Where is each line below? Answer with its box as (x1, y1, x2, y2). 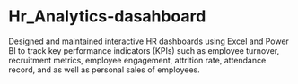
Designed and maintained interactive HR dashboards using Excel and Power (8, 36, 289, 46)
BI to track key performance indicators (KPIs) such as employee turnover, (8, 45, 280, 55)
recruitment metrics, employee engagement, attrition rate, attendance (8, 55, 267, 65)
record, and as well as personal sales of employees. (8, 64, 201, 75)
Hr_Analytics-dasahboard (8, 6, 206, 27)
